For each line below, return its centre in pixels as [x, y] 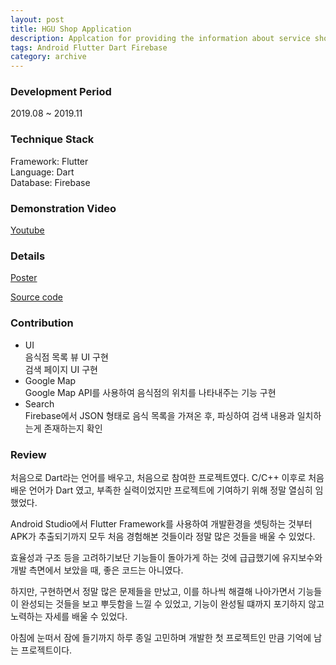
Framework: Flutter [49, 161]
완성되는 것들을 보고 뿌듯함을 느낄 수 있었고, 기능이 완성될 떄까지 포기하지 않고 [172, 603]
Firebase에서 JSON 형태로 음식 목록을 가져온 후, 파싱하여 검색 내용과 [159, 415]
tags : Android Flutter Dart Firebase [89, 47]
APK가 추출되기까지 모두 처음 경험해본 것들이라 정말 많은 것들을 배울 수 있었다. [163, 536]
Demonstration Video [63, 208]
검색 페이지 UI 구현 [61, 369]
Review [28, 454]
